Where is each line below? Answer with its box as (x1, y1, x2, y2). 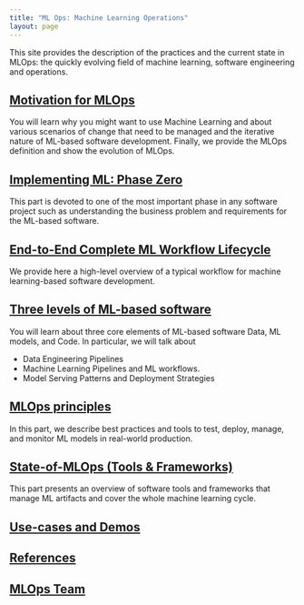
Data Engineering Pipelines (22, 353, 124, 364)
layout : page (9, 22, 59, 31)
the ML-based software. (9, 216, 100, 227)
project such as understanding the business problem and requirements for (9, 206, 288, 217)
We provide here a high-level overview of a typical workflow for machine (9, 266, 281, 277)
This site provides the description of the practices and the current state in (9, 46, 285, 57)
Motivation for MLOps (9, 92, 136, 107)
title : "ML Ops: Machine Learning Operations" (9, 13, 189, 23)
